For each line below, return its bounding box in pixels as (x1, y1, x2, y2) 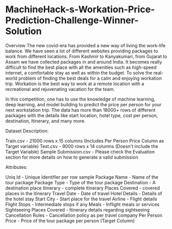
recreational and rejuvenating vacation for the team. (5, 86, 115, 92)
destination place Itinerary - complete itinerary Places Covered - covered (5, 185, 160, 191)
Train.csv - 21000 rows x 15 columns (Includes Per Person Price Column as (5, 138, 164, 144)
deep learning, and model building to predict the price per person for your (5, 101, 162, 107)
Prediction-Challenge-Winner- (5, 14, 139, 26)
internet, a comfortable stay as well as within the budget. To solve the (5, 69, 152, 75)
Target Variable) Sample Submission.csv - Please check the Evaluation (5, 148, 155, 155)
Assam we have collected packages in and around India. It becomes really (5, 59, 162, 65)
